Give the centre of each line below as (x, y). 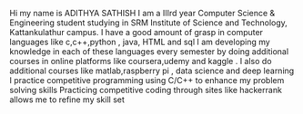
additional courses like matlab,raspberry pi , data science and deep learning (152, 71)
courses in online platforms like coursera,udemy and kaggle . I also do (141, 61)
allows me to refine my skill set (67, 100)
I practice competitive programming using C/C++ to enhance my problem (147, 80)
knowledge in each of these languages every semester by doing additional (149, 52)
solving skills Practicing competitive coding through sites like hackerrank (146, 90)
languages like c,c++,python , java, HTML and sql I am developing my (140, 42)
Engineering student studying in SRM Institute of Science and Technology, (149, 23)
